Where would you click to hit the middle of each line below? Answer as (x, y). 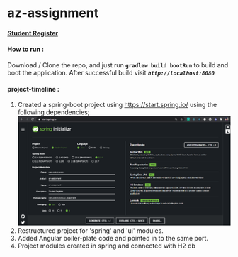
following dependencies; (53, 112)
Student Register (33, 33)
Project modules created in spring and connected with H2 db (107, 246)
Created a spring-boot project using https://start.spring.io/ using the (117, 105)
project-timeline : (34, 89)
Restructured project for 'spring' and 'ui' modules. (91, 230)
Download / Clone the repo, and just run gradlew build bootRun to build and (118, 65)
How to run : (26, 49)
